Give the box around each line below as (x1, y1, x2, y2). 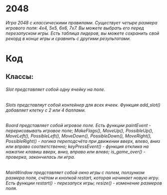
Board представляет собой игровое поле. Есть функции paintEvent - (5, 123, 151, 129)
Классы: (5, 72, 34, 81)
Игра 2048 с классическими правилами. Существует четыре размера (5, 19, 158, 25)
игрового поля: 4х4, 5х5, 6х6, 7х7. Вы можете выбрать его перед (5, 25, 144, 31)
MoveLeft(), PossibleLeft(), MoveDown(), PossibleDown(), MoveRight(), (5, 133, 152, 139)
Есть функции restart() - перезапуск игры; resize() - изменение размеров (5, 180, 163, 186)
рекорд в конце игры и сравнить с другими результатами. (5, 35, 131, 41)
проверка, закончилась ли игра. (5, 154, 75, 160)
